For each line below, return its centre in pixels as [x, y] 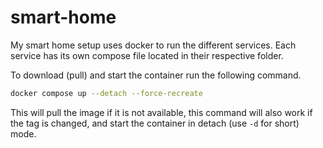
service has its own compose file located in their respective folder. [147, 55]
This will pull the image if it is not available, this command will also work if [161, 112]
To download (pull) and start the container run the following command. [156, 75]
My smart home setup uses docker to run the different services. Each [153, 45]
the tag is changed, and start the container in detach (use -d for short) [155, 123]
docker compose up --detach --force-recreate [106, 93]
